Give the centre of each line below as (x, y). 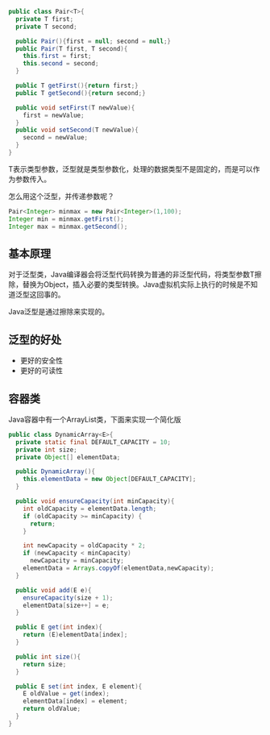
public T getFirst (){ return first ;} (77, 85)
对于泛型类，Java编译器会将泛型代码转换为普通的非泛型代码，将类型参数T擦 (135, 275)
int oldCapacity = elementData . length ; (90, 509)
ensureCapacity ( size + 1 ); (68, 598)
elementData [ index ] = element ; (75, 701)
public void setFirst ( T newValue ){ (75, 108)
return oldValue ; (52, 709)
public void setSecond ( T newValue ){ (77, 130)
